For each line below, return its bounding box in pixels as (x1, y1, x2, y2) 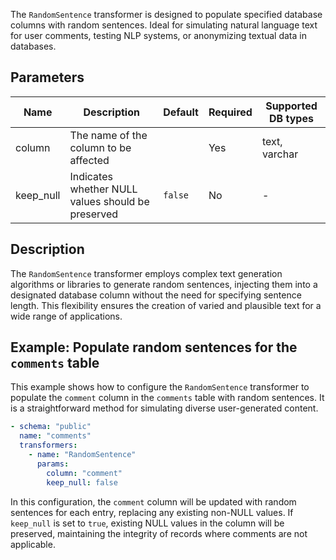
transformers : (19, 440, 78, 451)
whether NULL (69, 182, 138, 196)
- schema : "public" (10, 422, 92, 432)
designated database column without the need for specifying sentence (10, 289, 302, 301)
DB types (269, 111, 314, 125)
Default (163, 105, 199, 119)
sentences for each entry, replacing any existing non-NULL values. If (10, 506, 294, 518)
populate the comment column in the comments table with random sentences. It (10, 392, 325, 404)
